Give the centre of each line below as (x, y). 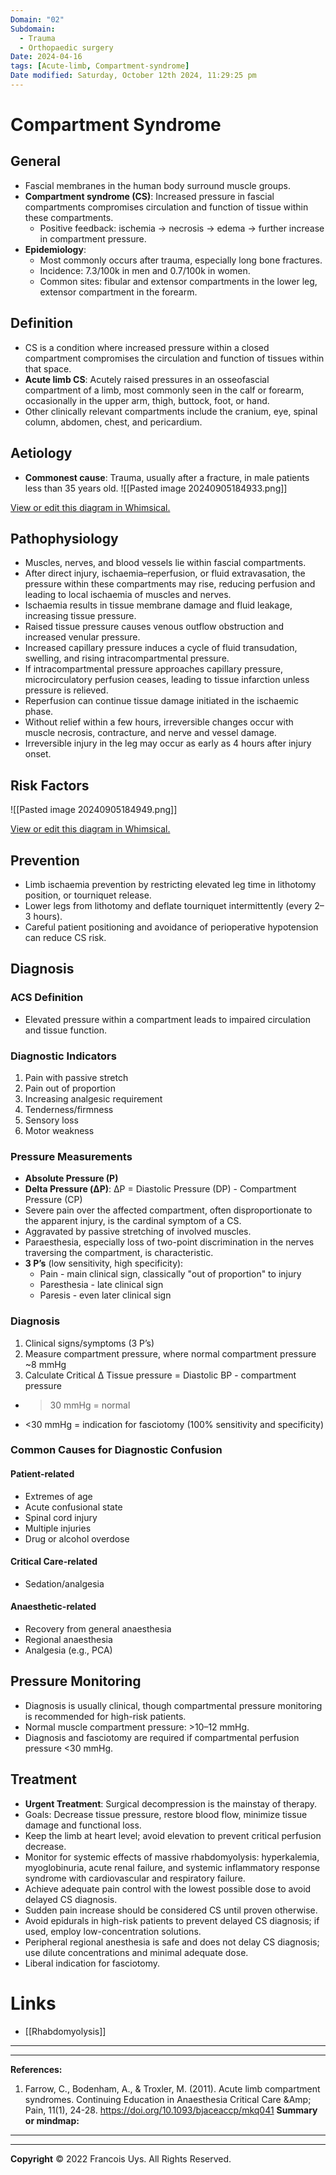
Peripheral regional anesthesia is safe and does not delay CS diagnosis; (172, 1942)
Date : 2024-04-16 (46, 57)
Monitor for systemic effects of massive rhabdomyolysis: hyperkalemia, (172, 1857)
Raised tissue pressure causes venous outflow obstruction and (154, 627)
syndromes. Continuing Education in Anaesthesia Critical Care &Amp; (168, 2099)
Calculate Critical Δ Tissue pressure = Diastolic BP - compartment (160, 1375)
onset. (38, 754)
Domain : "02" (37, 19)
